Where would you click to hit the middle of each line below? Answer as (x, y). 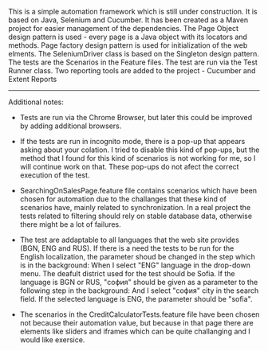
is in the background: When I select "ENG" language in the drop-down (135, 265)
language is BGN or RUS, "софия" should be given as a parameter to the (139, 282)
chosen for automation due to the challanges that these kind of (123, 199)
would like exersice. (52, 340)
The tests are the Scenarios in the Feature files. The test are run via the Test (133, 62)
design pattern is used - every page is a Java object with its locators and (128, 37)
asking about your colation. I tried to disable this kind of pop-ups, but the (140, 150)
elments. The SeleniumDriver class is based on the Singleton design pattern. (134, 54)
